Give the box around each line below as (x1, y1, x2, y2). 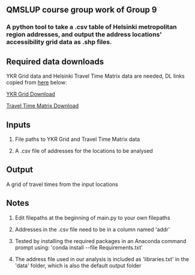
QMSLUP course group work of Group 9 (6, 5, 157, 15)
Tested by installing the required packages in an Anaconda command (14, 237, 187, 244)
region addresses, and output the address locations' (6, 30, 162, 39)
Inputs (6, 120, 31, 130)
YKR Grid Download (6, 90, 55, 98)
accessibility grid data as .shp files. (6, 38, 112, 46)
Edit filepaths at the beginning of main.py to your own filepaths (14, 214, 170, 221)
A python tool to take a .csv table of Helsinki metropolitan (6, 23, 177, 31)
